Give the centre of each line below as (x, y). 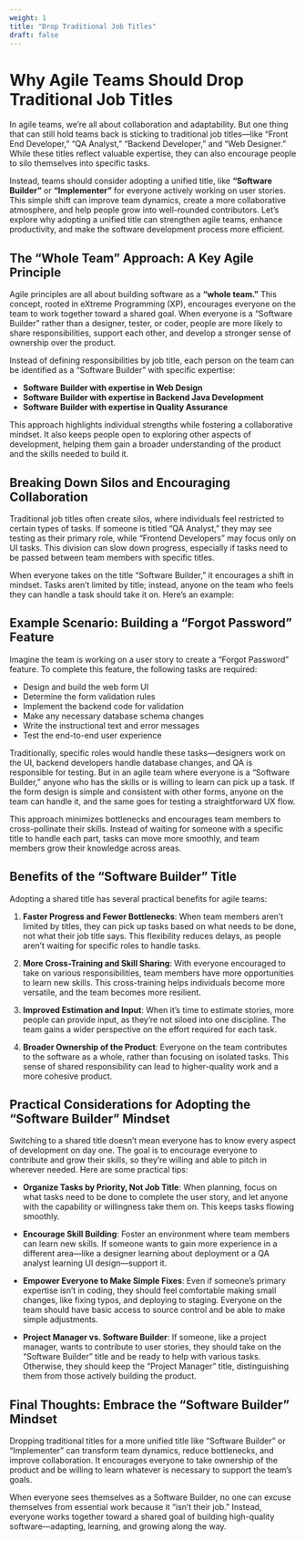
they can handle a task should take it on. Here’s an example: (122, 595)
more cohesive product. (67, 1076)
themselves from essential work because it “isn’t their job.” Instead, (136, 1507)
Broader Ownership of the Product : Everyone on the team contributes (155, 1047)
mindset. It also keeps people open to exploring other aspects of (131, 435)
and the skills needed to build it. (69, 454)
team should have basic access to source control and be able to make (154, 1310)
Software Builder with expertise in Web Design (112, 388)
